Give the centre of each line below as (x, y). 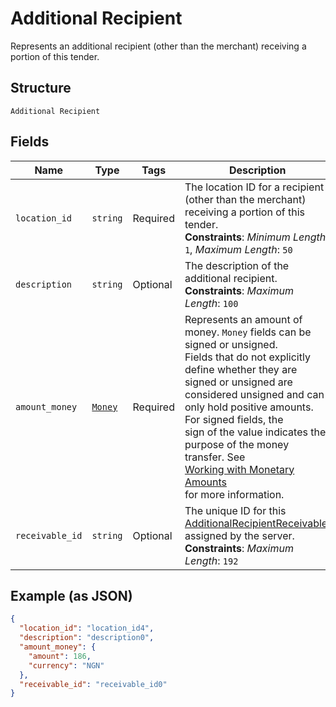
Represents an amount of (243, 319)
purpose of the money (237, 444)
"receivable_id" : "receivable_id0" (93, 684)
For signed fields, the (234, 419)
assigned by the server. (239, 535)
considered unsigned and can (254, 394)
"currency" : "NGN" (66, 665)
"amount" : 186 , (60, 656)
